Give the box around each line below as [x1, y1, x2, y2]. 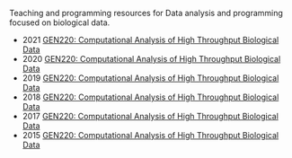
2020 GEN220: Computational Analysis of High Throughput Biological [22, 54, 281, 64]
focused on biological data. [9, 17, 111, 28]
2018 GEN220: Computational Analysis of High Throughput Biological [22, 92, 279, 102]
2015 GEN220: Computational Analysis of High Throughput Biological [22, 130, 279, 140]
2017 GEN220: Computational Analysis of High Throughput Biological [22, 111, 279, 121]
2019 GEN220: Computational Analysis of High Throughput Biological [22, 73, 279, 83]
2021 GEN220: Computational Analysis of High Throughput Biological [22, 35, 279, 45]
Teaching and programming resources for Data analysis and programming [9, 8, 283, 18]
